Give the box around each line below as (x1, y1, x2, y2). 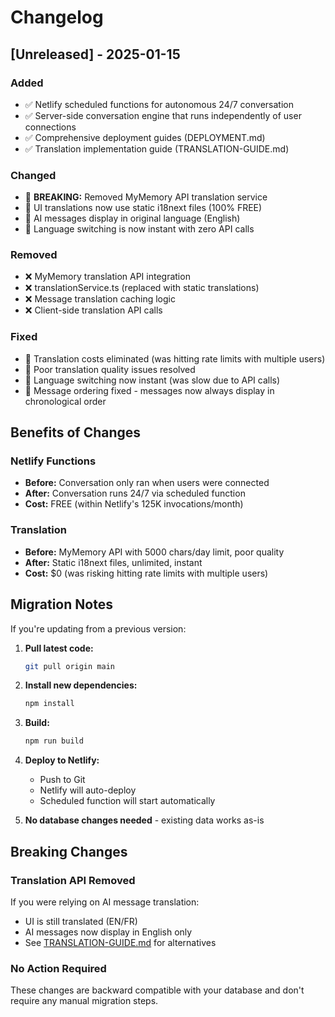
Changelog (10, 6, 104, 29)
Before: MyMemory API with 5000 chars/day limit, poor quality (24, 546, 285, 558)
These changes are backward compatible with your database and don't (10, 984, 305, 996)
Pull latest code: (24, 642, 94, 654)
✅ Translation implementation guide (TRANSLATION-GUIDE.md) (24, 142, 290, 155)
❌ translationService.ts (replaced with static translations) (24, 282, 260, 294)
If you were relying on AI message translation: (10, 896, 200, 908)
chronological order (24, 395, 107, 407)
